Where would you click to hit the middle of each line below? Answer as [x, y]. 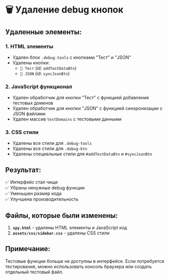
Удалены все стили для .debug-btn [50, 149]
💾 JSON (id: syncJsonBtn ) [45, 73]
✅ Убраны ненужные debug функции [45, 188]
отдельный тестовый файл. [34, 272]
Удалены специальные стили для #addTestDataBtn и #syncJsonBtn [82, 154]
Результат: [23, 170]
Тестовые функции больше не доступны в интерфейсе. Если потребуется [85, 261]
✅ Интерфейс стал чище [32, 182]
